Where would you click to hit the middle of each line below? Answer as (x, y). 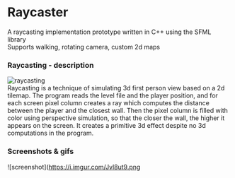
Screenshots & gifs (41, 151)
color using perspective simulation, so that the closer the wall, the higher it (116, 118)
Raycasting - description (51, 65)
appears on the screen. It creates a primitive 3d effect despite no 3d (107, 126)
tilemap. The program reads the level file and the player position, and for (113, 95)
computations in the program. (51, 133)
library (17, 39)
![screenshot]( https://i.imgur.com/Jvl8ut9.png (74, 167)
